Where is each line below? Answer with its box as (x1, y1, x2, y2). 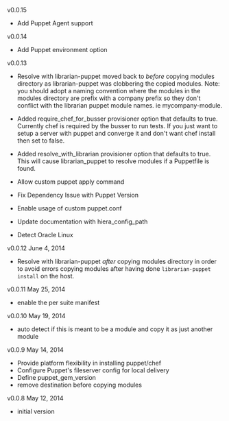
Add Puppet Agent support (16, 19, 94, 27)
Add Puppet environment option (16, 46, 108, 53)
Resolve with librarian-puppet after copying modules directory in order (16, 257, 217, 265)
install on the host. (16, 272, 75, 280)
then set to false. (16, 136, 65, 145)
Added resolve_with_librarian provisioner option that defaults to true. (16, 150, 211, 158)
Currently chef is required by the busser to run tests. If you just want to (16, 122, 218, 130)
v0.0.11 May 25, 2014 (7, 285, 66, 293)
